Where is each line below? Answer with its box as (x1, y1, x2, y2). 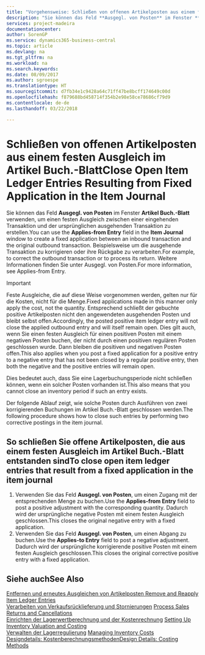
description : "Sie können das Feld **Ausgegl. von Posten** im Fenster (6, 15, 192, 21)
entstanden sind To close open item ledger (6, 456, 170, 466)
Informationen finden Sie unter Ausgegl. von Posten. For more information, (6, 261, 192, 269)
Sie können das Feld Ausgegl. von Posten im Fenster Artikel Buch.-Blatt (6, 209, 190, 217)
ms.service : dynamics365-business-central (6, 37, 116, 43)
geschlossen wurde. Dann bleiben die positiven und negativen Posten (6, 343, 182, 351)
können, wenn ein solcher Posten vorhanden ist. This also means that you (6, 381, 190, 389)
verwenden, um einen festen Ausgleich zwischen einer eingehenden (6, 216, 179, 223)
